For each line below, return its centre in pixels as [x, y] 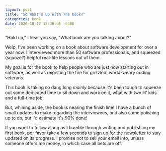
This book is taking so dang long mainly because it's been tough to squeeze [83, 88]
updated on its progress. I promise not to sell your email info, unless [75, 138]
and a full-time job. [24, 98]
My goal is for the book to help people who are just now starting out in [77, 67]
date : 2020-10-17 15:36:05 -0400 [40, 24]
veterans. [15, 78]
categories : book [23, 19]
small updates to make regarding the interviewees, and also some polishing [82, 113]
